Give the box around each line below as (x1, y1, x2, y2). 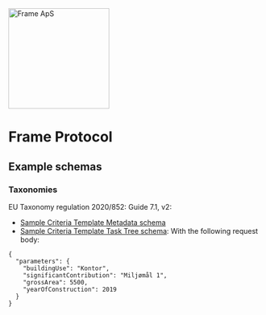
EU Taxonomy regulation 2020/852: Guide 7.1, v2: (8, 202, 172, 211)
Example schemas (8, 160, 102, 174)
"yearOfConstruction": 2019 (23, 285, 117, 293)
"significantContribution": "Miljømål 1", (23, 271, 168, 280)
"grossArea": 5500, (23, 278, 89, 286)
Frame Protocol (8, 128, 113, 146)
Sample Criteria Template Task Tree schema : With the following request (19, 226, 259, 235)
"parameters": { (15, 257, 70, 265)
